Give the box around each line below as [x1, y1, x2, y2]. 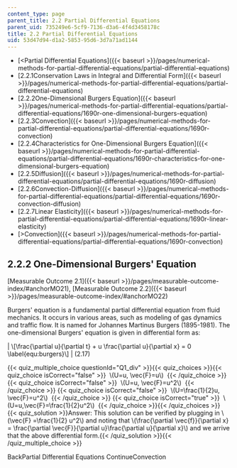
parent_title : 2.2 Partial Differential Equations [7, 17, 160, 24]
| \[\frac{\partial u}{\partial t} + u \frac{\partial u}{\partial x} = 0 [7, 342, 192, 350]
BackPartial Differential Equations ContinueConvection [7, 452, 167, 461]
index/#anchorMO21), [7, 284, 71, 293]
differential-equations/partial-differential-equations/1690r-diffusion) [17, 177, 216, 185]
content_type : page [7, 10, 65, 18]
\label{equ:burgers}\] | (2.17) [7, 349, 91, 358]
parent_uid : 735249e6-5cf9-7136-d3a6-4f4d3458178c [7, 23, 160, 31]
